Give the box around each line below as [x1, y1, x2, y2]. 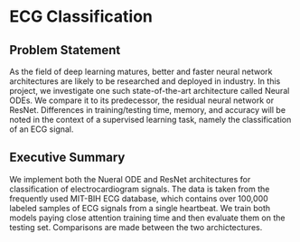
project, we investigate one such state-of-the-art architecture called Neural [9, 86, 290, 96]
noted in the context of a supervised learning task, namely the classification [9, 115, 292, 125]
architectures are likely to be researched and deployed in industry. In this [9, 76, 281, 87]
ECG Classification [9, 6, 154, 27]
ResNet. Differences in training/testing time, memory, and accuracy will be [9, 105, 286, 115]
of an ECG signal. [9, 124, 74, 135]
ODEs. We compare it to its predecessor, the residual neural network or [9, 95, 274, 106]
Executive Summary [9, 150, 126, 165]
